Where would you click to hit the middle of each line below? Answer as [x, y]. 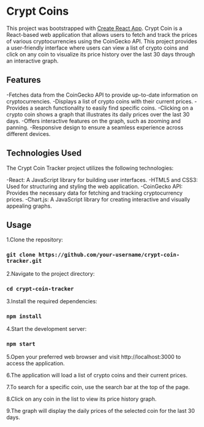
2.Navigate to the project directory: [51, 273]
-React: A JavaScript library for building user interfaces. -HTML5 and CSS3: [102, 179]
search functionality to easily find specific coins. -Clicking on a [114, 108]
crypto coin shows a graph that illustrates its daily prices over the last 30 [98, 114]
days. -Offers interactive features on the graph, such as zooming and [93, 121]
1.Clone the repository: [35, 240]
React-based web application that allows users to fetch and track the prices [102, 34]
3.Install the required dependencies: [52, 301]
